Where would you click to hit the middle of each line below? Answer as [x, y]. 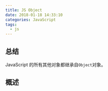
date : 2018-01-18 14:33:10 [34, 15]
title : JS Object [24, 10]
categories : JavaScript [31, 20]
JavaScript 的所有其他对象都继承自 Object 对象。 [56, 64]
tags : [11, 24]
